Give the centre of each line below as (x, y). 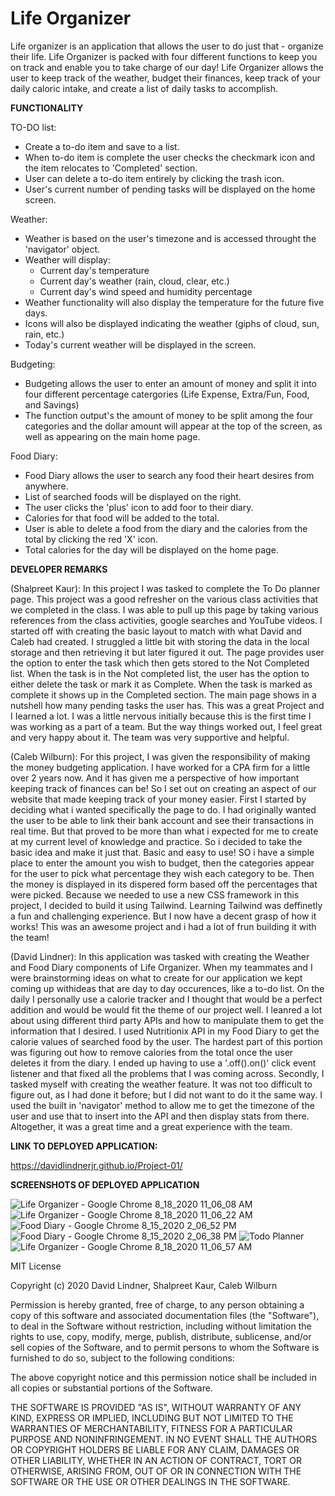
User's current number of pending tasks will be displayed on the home (170, 189)
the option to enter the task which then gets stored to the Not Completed (160, 663)
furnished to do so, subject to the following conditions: (122, 1358)
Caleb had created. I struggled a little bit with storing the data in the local (160, 641)
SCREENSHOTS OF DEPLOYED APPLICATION (105, 1184)
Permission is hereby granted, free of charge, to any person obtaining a (157, 1304)
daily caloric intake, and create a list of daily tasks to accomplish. (144, 88)
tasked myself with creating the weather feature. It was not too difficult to (161, 1084)
